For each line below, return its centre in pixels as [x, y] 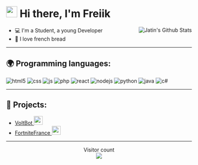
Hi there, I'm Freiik [65, 14]
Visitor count [99, 150]
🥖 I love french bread [40, 39]
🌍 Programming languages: [58, 64]
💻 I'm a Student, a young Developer [59, 30]
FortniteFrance [32, 133]
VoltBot [24, 123]
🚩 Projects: [27, 105]
